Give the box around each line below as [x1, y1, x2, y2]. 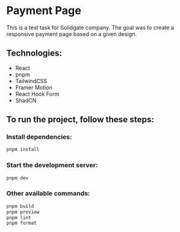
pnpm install [6, 147, 40, 153]
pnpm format [6, 220, 37, 227]
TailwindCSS [15, 77, 48, 84]
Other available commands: [6, 189, 91, 198]
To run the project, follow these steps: [6, 114, 154, 125]
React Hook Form [15, 90, 59, 98]
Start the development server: [6, 161, 98, 170]
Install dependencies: [6, 132, 72, 141]
